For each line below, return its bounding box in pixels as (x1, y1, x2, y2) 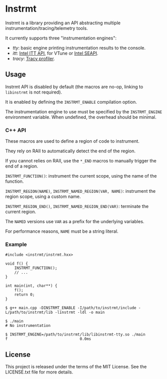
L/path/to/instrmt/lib (5, 310, 53, 315)
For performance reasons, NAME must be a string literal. (5, 228, 119, 234)
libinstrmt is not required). (5, 89, 62, 95)
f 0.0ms (5, 336, 92, 342)
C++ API (5, 127, 26, 134)
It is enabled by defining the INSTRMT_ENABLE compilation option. (5, 99, 137, 105)
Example (5, 241, 27, 248)
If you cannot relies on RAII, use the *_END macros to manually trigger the (5, 158, 157, 164)
